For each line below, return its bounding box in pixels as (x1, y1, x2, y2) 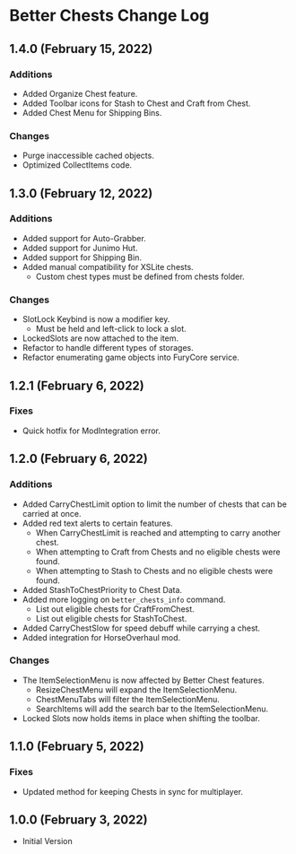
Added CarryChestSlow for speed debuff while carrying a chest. (22, 623, 261, 633)
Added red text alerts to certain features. (22, 518, 173, 528)
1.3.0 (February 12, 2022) (9, 186, 153, 201)
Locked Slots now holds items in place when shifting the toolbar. (22, 712, 260, 723)
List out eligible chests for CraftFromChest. (35, 603, 195, 614)
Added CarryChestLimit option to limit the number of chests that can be (22, 499, 287, 510)
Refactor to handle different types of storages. (22, 343, 195, 353)
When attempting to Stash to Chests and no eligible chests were (35, 565, 274, 576)
